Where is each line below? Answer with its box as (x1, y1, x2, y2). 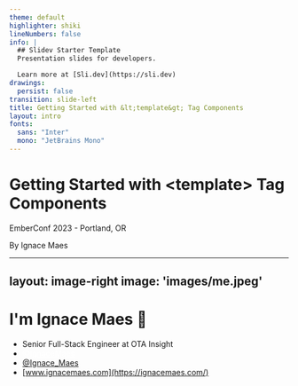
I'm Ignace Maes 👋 (9, 310, 148, 329)
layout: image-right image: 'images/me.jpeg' (9, 274, 263, 289)
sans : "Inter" (17, 128, 69, 138)
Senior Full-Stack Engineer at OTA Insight (21, 339, 174, 350)
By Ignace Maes (9, 240, 68, 250)
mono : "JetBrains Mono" (17, 137, 105, 146)
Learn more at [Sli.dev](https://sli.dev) (17, 70, 176, 80)
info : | (9, 37, 38, 47)
